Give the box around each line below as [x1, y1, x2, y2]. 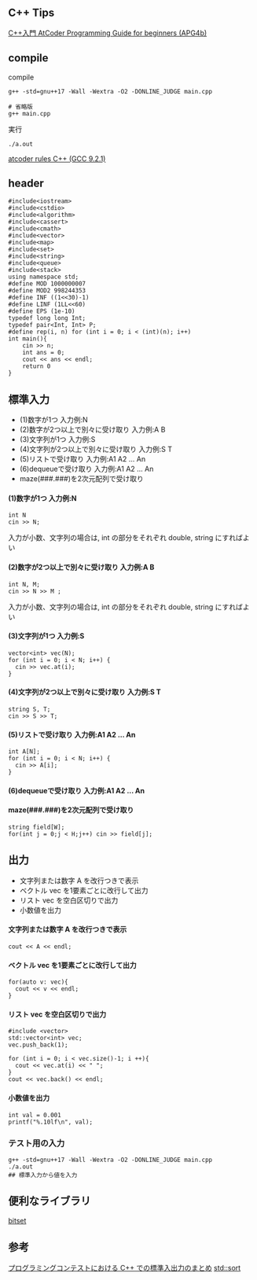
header [8, 177, 45, 190]
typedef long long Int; [8, 314, 86, 322]
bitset [8, 1216, 27, 1225]
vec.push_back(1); [8, 1041, 68, 1049]
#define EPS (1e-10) [8, 307, 76, 315]
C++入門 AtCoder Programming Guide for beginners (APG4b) [8, 28, 207, 38]
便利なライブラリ [8, 1194, 91, 1208]
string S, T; [8, 705, 51, 714]
